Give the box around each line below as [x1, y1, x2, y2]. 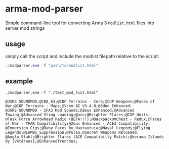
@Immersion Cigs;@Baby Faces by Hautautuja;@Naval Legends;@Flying [5, 126, 151, 131]
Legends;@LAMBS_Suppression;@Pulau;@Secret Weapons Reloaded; [5, 130, 139, 135]
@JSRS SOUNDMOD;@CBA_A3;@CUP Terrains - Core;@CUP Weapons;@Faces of [5, 99, 155, 104]
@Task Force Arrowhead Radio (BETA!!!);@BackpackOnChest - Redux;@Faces [5, 117, 162, 122]
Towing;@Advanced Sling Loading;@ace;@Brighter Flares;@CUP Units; [5, 112, 151, 118]
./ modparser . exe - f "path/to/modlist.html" [5, 63, 99, 68]
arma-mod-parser [5, 3, 83, 15]
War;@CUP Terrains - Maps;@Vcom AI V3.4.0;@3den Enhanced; [5, 104, 133, 109]
